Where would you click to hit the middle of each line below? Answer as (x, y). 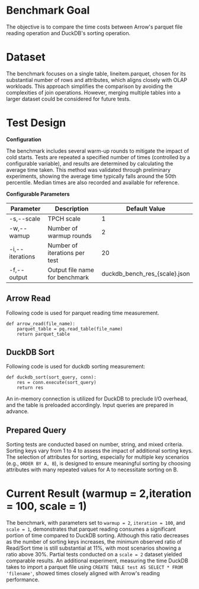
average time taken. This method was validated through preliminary (88, 169)
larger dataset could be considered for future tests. (69, 99)
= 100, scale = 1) (46, 506)
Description (72, 209)
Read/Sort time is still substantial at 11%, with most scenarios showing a (94, 548)
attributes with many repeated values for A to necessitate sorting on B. (92, 470)
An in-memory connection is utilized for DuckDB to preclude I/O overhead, (97, 399)
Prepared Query (36, 430)
